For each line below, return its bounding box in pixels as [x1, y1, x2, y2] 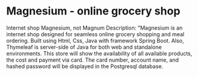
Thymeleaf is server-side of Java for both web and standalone [6, 43, 162, 51]
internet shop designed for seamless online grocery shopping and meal [6, 30, 185, 37]
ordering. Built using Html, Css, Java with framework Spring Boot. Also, [6, 37, 184, 44]
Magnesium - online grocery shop [6, 4, 180, 18]
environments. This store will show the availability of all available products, [6, 49, 193, 57]
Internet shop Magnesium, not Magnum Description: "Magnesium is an [6, 24, 183, 31]
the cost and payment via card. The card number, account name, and [6, 56, 179, 63]
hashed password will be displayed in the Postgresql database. [6, 62, 163, 70]
